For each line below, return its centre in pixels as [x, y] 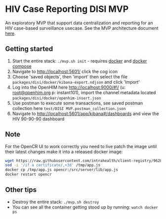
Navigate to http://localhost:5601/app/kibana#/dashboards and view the [85, 113]
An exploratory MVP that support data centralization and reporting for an [79, 23]
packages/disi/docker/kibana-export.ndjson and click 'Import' [76, 82]
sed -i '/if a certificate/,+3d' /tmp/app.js [53, 165]
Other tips [21, 190]
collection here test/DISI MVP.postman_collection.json [69, 108]
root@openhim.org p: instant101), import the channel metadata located [84, 92]
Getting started [29, 49]
